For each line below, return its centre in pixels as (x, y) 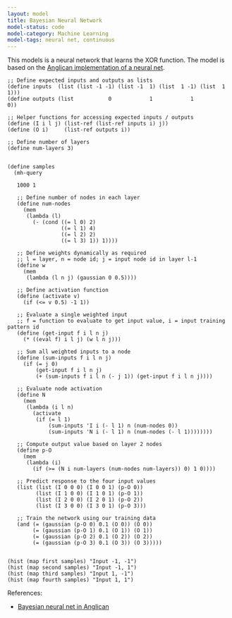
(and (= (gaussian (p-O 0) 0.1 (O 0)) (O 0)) (85, 525)
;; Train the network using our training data (86, 519)
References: (25, 593)
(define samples (31, 167)
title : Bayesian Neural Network (55, 20)
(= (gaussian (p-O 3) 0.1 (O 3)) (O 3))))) (97, 543)
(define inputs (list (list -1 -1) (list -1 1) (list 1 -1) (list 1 (116, 87)
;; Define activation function (63, 290)
